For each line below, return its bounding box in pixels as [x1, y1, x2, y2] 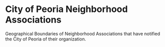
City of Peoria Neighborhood [5, 3, 128, 15]
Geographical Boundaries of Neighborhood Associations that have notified [5, 30, 160, 36]
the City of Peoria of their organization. [5, 36, 86, 42]
